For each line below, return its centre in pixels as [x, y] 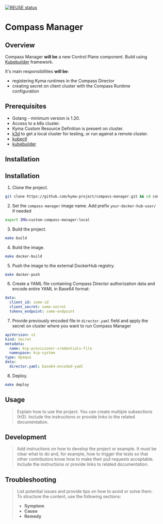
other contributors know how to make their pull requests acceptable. [85, 459]
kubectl [20, 139]
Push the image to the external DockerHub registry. [63, 266]
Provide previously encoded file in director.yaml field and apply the [80, 321]
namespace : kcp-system [32, 353]
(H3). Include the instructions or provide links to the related [76, 416]
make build [16, 238]
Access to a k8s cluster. [36, 123]
